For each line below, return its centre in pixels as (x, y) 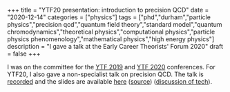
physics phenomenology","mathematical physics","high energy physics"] (111, 39)
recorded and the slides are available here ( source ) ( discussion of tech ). (110, 81)
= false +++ (24, 54)
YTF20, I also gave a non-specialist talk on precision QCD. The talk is (105, 74)
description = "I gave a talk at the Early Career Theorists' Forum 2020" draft (115, 46)
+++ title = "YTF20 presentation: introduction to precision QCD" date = (108, 10)
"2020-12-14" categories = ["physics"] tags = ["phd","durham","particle (109, 17)
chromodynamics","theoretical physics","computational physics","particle (111, 32)
